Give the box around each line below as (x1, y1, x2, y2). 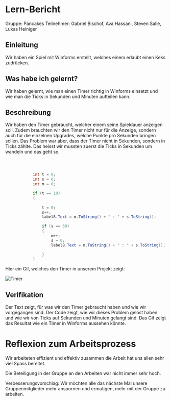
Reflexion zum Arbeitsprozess (5, 338, 136, 350)
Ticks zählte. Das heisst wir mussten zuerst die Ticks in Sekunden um (5, 143, 152, 149)
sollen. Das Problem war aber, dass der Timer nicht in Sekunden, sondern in (5, 138, 165, 144)
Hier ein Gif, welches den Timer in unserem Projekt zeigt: (5, 266, 125, 272)
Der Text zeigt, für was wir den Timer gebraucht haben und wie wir (5, 304, 146, 310)
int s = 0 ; (32, 177, 56, 182)
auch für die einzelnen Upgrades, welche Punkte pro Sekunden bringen (5, 133, 156, 139)
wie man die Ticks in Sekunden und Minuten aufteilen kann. (5, 93, 131, 99)
